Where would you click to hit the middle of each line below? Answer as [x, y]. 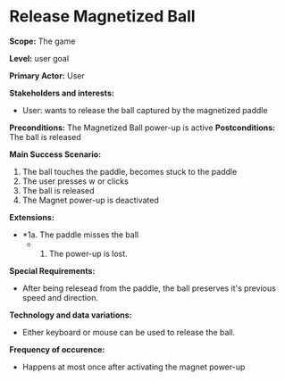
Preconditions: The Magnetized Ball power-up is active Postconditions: [142, 128]
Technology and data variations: [71, 315]
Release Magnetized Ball [102, 17]
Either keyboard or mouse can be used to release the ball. [129, 332]
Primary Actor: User [47, 75]
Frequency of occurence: [57, 349]
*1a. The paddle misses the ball [80, 235]
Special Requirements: [52, 270]
